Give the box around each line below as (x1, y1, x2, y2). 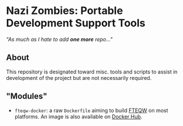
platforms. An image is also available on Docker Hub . (14, 113, 143, 120)
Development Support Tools (6, 16, 145, 30)
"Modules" (6, 92, 48, 101)
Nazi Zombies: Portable (6, 4, 123, 17)
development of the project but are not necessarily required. (6, 74, 152, 81)
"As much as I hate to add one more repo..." (6, 36, 113, 43)
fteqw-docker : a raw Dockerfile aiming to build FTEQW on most (14, 107, 168, 114)
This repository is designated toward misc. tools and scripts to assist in (6, 68, 178, 75)
